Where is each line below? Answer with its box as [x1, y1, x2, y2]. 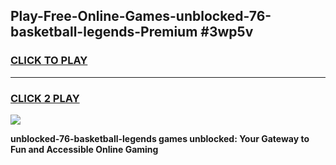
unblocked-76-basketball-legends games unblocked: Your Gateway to [10, 132, 310, 144]
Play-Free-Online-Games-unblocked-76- [10, 8, 272, 25]
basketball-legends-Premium [10, 24, 198, 41]
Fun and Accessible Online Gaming [10, 143, 159, 155]
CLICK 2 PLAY [10, 91, 80, 105]
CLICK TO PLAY [10, 54, 88, 68]
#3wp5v [200, 24, 254, 41]
